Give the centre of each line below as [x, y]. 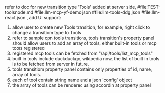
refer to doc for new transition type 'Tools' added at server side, [71, 7]
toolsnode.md [19, 12]
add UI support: [45, 18]
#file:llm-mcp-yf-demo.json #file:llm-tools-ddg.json [87, 12]
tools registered [28, 48]
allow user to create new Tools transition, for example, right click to [81, 27]
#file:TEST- [149, 7]
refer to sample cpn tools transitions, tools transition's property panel [83, 38]
